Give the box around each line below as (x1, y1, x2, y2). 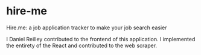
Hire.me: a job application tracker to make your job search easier (6, 24, 167, 31)
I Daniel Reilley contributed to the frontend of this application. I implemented (6, 35, 196, 42)
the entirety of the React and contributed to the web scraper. (6, 42, 158, 49)
